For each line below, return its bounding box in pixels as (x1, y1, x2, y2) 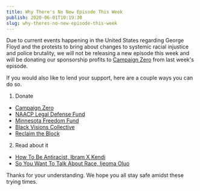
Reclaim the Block (15, 130, 60, 137)
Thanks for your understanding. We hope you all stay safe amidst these (6, 172, 184, 179)
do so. (6, 81, 22, 88)
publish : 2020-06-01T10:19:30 (6, 15, 83, 21)
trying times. (6, 178, 37, 186)
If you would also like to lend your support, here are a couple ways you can (6, 74, 193, 82)
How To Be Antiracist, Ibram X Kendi (15, 153, 106, 161)
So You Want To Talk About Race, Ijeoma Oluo (15, 160, 130, 167)
